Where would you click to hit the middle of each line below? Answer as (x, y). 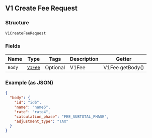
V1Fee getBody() (124, 67)
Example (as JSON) (29, 82)
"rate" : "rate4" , (32, 112)
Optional (55, 67)
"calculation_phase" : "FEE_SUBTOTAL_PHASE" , (62, 117)
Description (84, 59)
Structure (17, 23)
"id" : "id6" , (28, 103)
